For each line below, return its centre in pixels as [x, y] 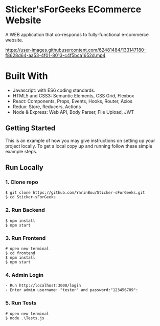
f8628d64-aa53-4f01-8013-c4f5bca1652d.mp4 [55, 55]
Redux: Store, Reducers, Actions [47, 107]
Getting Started [30, 128]
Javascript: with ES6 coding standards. [54, 90]
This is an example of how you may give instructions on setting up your [80, 140]
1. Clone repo [22, 182]
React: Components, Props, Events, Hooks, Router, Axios [73, 101]
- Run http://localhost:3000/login [43, 286]
